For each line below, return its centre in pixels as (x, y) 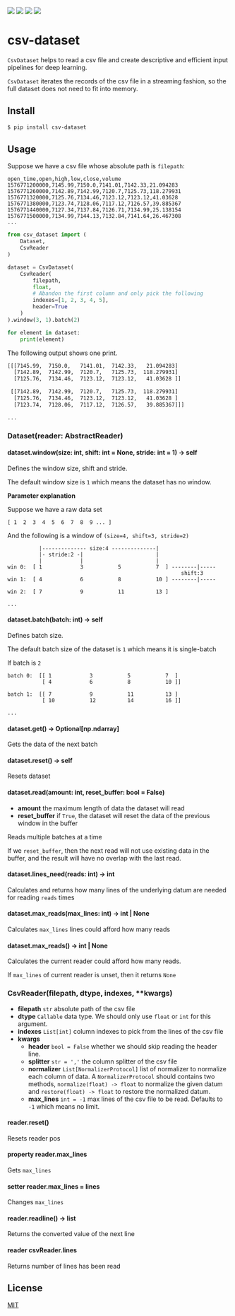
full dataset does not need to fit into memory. (73, 88)
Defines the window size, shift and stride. (67, 468)
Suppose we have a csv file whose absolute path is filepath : (96, 166)
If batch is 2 (24, 663)
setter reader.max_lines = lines (54, 1186)
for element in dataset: (44, 332)
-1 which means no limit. (64, 1106)
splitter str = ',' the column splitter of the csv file (103, 1061)
